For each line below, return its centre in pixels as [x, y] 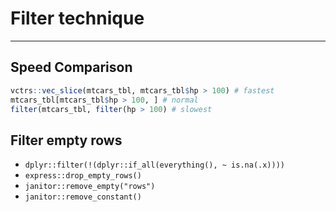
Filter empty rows [66, 140]
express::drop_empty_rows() [83, 176]
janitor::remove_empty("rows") [90, 187]
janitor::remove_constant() [83, 197]
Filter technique [77, 18]
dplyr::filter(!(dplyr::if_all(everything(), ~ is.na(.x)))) [155, 165]
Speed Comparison [71, 67]
